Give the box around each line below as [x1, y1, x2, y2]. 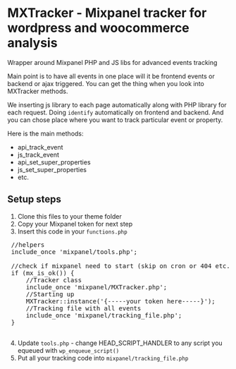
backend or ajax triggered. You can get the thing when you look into [7, 79, 204, 87]
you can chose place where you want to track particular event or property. [7, 115, 223, 124]
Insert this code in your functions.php [17, 227, 128, 236]
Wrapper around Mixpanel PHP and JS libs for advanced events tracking [7, 58, 218, 66]
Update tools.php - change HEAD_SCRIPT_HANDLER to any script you [17, 339, 223, 347]
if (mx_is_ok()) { [11, 269, 75, 277]
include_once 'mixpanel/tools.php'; [11, 248, 138, 255]
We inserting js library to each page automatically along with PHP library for [7, 100, 227, 109]
